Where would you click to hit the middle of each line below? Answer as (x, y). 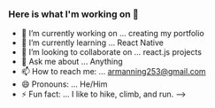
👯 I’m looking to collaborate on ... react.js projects (111, 52)
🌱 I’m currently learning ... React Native (92, 42)
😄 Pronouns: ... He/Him (64, 84)
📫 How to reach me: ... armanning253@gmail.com (113, 72)
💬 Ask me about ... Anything (72, 62)
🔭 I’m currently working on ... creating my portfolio (112, 34)
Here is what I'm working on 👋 (73, 14)
